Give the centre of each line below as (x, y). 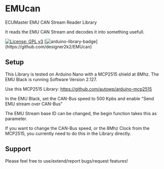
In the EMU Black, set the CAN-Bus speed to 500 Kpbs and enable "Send (80, 98)
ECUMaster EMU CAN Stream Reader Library (51, 22)
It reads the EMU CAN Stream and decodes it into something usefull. (75, 32)
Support (18, 149)
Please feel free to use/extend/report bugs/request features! (67, 161)
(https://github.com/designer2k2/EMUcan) (49, 46)
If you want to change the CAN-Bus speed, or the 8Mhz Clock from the (77, 128)
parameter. (16, 119)
